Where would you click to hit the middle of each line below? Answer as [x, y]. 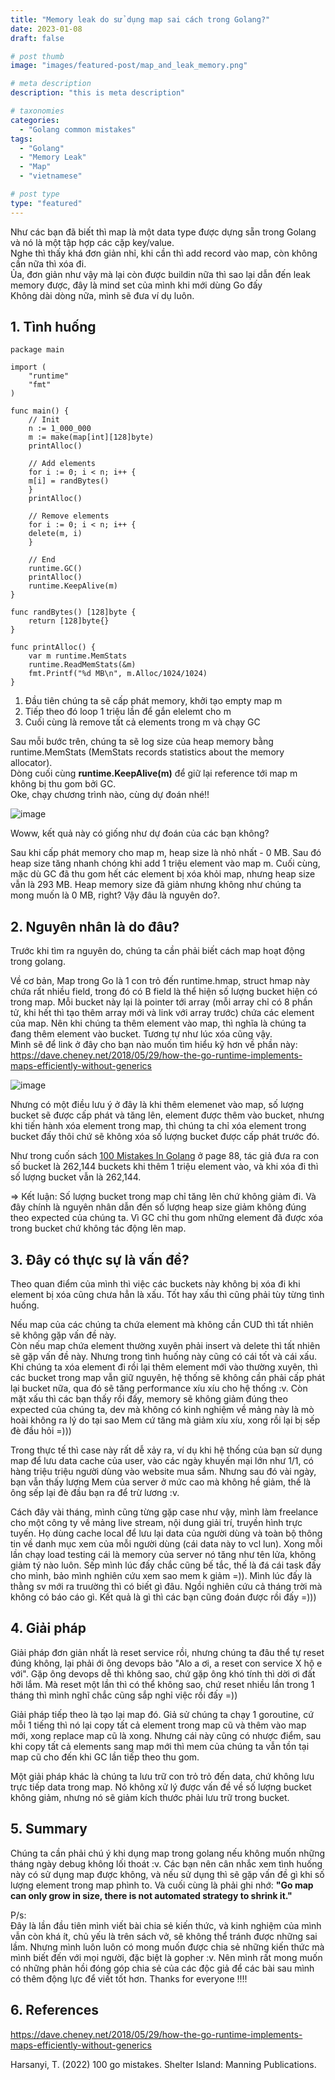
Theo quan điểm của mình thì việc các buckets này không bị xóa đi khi [155, 1284]
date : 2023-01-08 [46, 29]
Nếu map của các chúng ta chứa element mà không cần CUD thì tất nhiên [162, 1325]
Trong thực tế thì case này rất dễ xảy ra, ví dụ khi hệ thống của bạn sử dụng [166, 1450]
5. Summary [49, 1829]
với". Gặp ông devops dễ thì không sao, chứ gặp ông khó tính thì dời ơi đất [163, 1673]
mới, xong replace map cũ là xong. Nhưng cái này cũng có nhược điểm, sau [166, 1735]
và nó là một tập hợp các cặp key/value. [92, 242]
